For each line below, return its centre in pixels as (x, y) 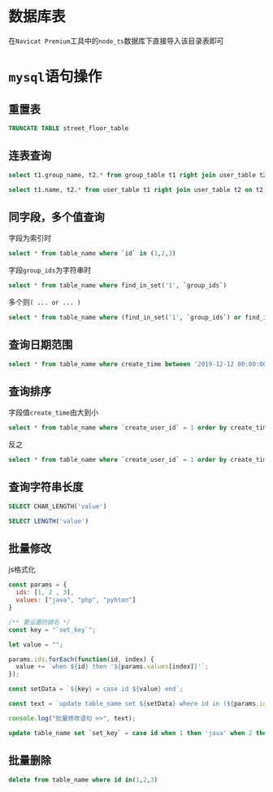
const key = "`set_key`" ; (52, 630)
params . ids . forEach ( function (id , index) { (81, 659)
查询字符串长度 (46, 487)
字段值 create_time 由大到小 (54, 412)
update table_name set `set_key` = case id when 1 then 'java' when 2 (130, 733)
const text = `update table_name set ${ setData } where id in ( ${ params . (134, 704)
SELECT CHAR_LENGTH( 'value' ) (58, 506)
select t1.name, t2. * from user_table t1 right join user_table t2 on (130, 189)
